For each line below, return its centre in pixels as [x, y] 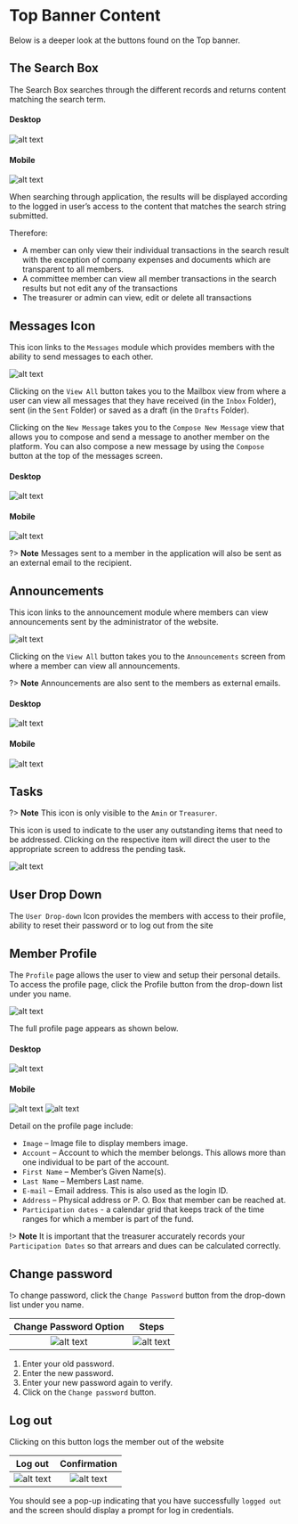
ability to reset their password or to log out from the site [111, 926]
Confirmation [88, 1464]
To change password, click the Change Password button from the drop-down [148, 1295]
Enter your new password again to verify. [97, 1383]
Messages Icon [52, 326]
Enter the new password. [68, 1373]
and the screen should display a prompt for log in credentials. [121, 1511]
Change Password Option [69, 1327]
